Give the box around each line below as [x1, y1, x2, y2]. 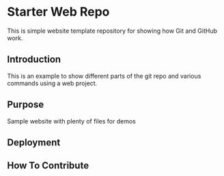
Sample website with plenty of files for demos [7, 117, 137, 125]
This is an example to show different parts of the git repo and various [7, 72, 201, 80]
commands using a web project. [7, 79, 98, 87]
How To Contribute [7, 160, 89, 171]
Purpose [7, 99, 44, 111]
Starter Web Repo [7, 4, 110, 20]
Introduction [7, 54, 61, 65]
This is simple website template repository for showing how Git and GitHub [7, 27, 217, 35]
